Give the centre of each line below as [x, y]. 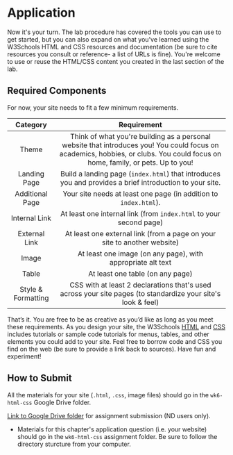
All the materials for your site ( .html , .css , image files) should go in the [108, 395]
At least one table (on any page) [140, 274]
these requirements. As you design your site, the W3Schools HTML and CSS [116, 326]
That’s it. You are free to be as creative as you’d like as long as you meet [110, 319]
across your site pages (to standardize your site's [140, 293]
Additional [31, 194]
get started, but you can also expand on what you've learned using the [108, 39]
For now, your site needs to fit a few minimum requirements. [93, 107]
